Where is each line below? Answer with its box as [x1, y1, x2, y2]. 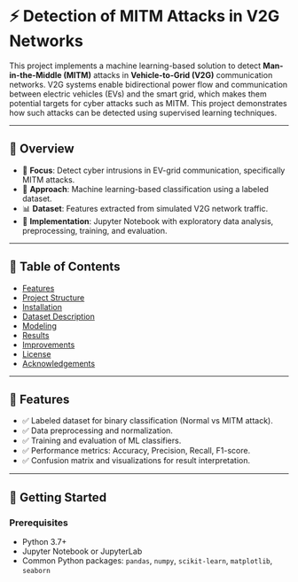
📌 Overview [9, 142, 74, 157]
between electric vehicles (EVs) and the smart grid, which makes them [9, 89, 268, 99]
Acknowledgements [21, 358, 96, 369]
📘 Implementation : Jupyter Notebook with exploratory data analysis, [21, 215, 274, 226]
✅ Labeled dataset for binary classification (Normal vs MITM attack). [21, 415, 273, 426]
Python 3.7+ [21, 537, 67, 547]
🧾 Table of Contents [9, 260, 121, 275]
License [21, 348, 51, 359]
